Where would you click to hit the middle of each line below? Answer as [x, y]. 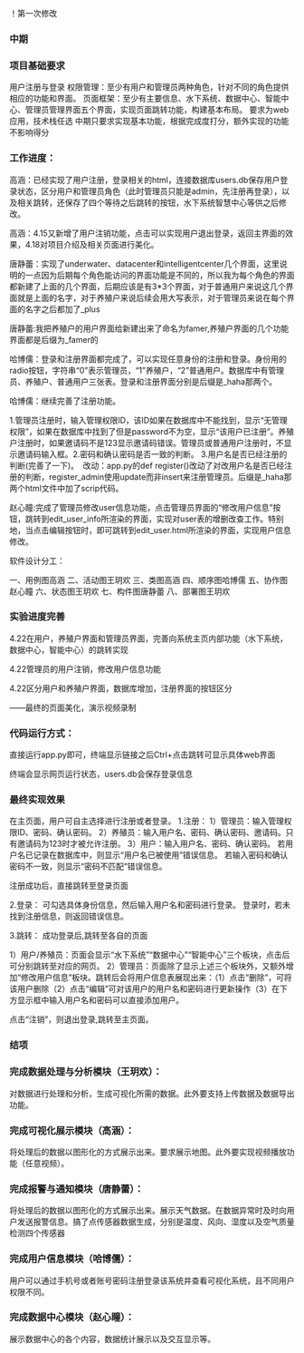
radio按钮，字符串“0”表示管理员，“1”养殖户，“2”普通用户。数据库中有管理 [147, 370]
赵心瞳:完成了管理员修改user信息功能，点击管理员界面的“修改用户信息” [141, 507]
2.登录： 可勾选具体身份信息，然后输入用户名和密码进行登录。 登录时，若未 [150, 905]
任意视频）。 [47, 1163]
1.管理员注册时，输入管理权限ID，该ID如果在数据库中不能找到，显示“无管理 [148, 420]
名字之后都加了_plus [63, 309]
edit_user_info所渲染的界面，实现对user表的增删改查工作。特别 [166, 519]
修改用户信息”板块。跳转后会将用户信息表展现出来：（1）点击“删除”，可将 [157, 978]
